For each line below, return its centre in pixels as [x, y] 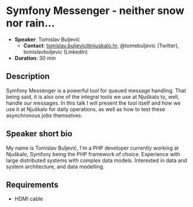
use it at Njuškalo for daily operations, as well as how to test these [86, 109]
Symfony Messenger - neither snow [95, 11]
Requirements [32, 184]
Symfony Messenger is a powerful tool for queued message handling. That [96, 90]
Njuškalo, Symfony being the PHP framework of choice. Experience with [93, 154]
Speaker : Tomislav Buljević [47, 39]
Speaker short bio [39, 134]
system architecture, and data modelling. [55, 166]
